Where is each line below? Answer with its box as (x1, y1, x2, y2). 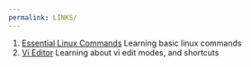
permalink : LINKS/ (8, 13, 77, 22)
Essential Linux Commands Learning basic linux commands (21, 38, 242, 48)
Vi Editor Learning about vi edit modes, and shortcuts (21, 46, 220, 58)
